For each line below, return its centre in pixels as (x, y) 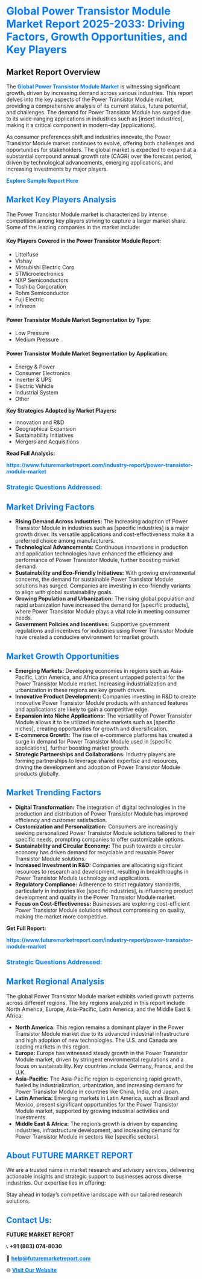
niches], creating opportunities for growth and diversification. (91, 728)
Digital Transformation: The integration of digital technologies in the (100, 807)
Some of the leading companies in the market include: (73, 227)
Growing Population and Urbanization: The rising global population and (105, 599)
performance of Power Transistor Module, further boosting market (97, 560)
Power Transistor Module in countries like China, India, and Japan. (97, 1091)
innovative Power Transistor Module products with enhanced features (102, 702)
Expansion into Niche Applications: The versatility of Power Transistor (103, 716)
